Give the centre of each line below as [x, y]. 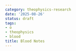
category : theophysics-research [38, 9]
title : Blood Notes [25, 41]
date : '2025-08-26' [25, 14]
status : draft [20, 18]
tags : [11, 23]
